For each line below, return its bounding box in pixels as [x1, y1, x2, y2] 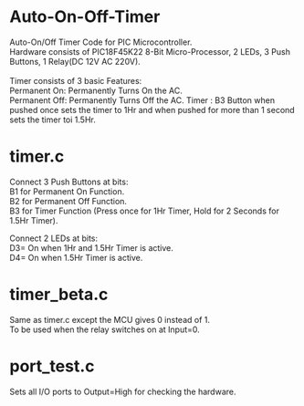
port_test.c [9, 356, 95, 376]
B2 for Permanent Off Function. [9, 195, 128, 206]
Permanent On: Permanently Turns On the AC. [9, 85, 183, 96]
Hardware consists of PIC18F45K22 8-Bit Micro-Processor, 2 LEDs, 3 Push [9, 46, 290, 57]
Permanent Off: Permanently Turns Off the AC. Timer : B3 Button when [9, 94, 276, 106]
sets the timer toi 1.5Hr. [9, 114, 96, 125]
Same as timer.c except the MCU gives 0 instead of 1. [9, 314, 211, 325]
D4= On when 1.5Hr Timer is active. [9, 252, 143, 263]
